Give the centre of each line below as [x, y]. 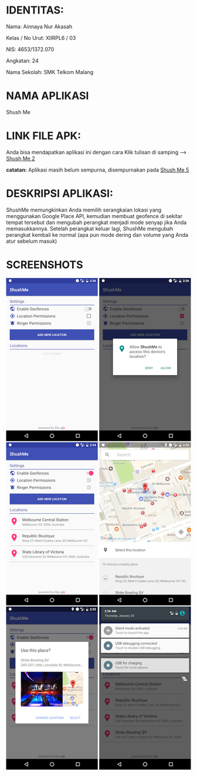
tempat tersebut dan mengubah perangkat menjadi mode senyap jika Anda [96, 222]
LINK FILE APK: [44, 136]
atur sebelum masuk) [32, 241]
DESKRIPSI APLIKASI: [60, 193]
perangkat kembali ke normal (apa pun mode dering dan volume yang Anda [97, 235]
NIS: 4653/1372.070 [30, 49]
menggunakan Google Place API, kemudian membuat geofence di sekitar [94, 216]
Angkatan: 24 [23, 61]
